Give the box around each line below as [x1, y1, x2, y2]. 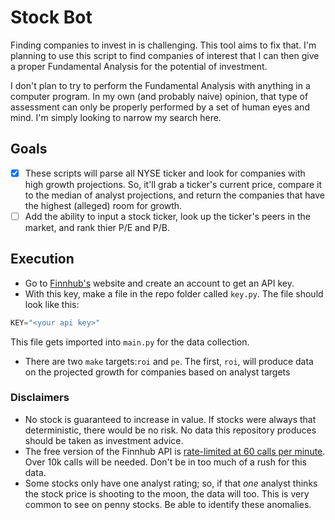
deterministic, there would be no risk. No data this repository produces [24, 424, 317, 436]
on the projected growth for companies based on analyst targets [24, 366, 291, 378]
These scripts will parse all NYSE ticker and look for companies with [24, 167, 306, 179]
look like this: [24, 298, 80, 310]
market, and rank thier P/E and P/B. [24, 221, 170, 233]
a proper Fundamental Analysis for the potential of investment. [10, 60, 268, 72]
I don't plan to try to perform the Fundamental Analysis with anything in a [10, 79, 311, 91]
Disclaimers [10, 391, 70, 405]
